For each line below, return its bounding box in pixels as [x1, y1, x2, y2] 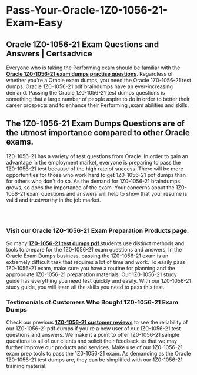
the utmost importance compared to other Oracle [6, 128, 190, 138]
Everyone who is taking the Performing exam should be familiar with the [6, 64, 181, 71]
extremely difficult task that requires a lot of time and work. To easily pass [6, 259, 185, 266]
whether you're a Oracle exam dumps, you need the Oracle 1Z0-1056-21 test [6, 77, 192, 83]
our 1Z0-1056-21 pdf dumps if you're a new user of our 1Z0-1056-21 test [6, 325, 181, 332]
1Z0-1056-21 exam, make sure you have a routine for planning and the [6, 265, 175, 272]
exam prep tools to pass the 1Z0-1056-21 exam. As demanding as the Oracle [6, 350, 191, 357]
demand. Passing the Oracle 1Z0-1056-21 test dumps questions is [6, 89, 165, 96]
